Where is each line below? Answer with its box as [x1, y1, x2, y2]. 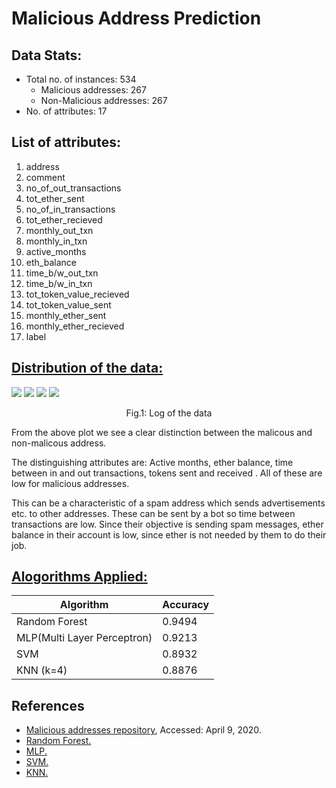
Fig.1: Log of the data [125, 407, 213, 419]
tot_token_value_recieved [25, 288, 130, 300]
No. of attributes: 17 [25, 105, 108, 117]
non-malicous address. [11, 437, 107, 449]
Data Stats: [11, 47, 83, 64]
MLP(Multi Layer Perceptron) [16, 631, 153, 645]
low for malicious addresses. [11, 477, 130, 489]
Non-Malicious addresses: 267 [40, 95, 168, 106]
